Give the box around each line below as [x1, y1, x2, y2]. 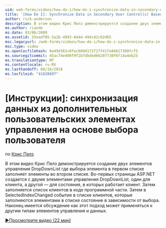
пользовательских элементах [5, 114, 136, 125]
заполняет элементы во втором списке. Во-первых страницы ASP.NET [5, 171, 156, 177]
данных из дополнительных [5, 103, 127, 114]
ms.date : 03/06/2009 [5, 30, 48, 35]
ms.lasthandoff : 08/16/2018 [5, 67, 63, 72]
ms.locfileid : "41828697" [5, 72, 58, 76]
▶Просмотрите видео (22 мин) [5, 217, 71, 223]
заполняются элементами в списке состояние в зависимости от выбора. [5, 197, 160, 203]
